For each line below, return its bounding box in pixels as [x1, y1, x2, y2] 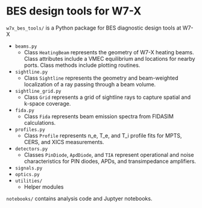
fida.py [14, 107, 34, 113]
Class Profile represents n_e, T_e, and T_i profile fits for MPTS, [24, 131, 182, 139]
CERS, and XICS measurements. [24, 138, 104, 145]
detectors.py [14, 146, 48, 152]
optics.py [14, 171, 40, 177]
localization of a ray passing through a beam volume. [24, 80, 156, 88]
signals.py [14, 165, 43, 171]
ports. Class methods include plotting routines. [24, 61, 140, 69]
